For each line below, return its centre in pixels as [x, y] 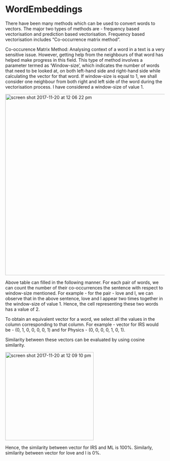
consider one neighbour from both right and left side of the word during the [84, 81]
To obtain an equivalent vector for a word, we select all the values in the [80, 319]
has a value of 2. [23, 309]
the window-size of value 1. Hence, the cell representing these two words [82, 304]
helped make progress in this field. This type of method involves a [74, 60]
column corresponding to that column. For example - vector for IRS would [82, 324]
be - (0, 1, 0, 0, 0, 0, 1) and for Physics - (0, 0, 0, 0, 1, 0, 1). [65, 329]
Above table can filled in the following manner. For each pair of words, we [82, 282]
